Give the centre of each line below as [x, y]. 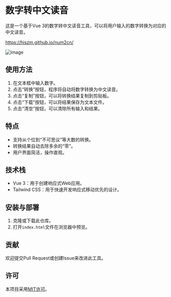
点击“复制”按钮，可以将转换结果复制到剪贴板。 [62, 96]
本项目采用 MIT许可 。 [27, 289]
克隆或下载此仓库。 [33, 221]
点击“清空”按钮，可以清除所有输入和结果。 [58, 109]
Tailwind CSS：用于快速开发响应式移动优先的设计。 [67, 189]
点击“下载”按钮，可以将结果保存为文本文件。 [60, 102]
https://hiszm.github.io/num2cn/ [39, 42]
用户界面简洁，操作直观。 [40, 152]
